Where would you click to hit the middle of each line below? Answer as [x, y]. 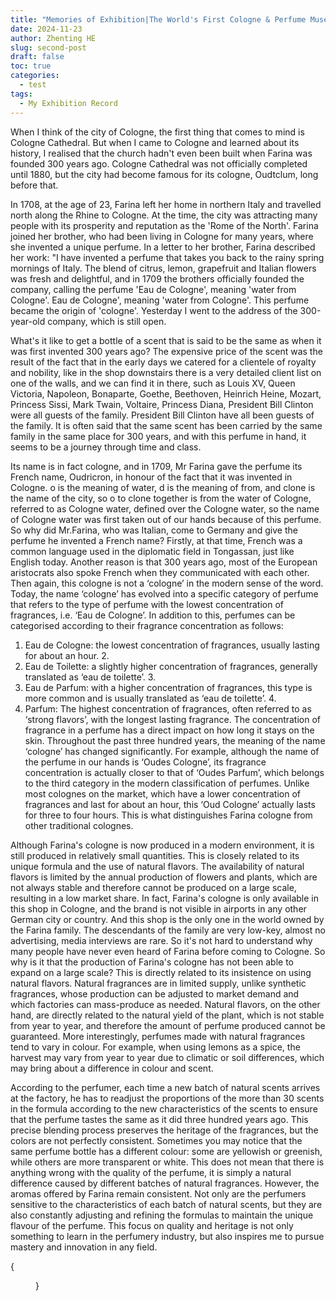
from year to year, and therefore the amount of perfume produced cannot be [168, 1025]
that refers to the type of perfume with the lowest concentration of [147, 604]
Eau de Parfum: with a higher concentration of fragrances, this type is [168, 687]
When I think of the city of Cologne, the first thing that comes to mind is [157, 132]
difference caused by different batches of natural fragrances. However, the [165, 1183]
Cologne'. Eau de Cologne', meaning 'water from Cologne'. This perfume [160, 300]
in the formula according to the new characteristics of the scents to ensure [164, 1108]
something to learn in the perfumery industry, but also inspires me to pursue [167, 1236]
